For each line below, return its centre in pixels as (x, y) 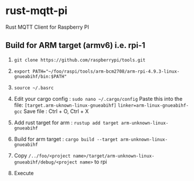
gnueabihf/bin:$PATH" (40, 76)
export (22, 71)
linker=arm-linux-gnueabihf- (153, 105)
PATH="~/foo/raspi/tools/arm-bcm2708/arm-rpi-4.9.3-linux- (106, 71)
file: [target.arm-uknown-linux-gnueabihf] (65, 105)
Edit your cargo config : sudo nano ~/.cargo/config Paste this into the (98, 98)
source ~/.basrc (34, 88)
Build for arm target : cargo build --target (66, 139)
